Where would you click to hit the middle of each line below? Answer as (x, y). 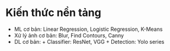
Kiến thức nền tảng (53, 13)
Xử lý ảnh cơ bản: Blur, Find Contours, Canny (69, 35)
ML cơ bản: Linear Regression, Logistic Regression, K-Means (88, 29)
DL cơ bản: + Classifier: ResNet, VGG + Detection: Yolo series (89, 42)
